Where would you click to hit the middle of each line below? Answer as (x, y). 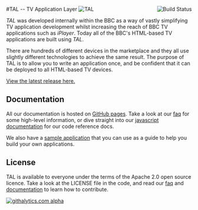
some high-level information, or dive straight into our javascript (82, 120)
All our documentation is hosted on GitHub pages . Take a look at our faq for (98, 114)
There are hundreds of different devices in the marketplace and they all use (98, 51)
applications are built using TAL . (45, 39)
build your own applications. (40, 144)
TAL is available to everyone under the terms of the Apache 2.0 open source (99, 176)
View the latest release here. (41, 81)
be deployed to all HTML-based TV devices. (60, 70)
